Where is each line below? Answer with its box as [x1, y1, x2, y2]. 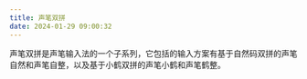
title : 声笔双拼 [9, 13, 66, 23]
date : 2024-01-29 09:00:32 [9, 22, 112, 31]
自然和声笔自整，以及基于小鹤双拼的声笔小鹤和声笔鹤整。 [9, 59, 226, 70]
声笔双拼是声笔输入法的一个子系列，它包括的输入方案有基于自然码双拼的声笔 [9, 47, 298, 59]
